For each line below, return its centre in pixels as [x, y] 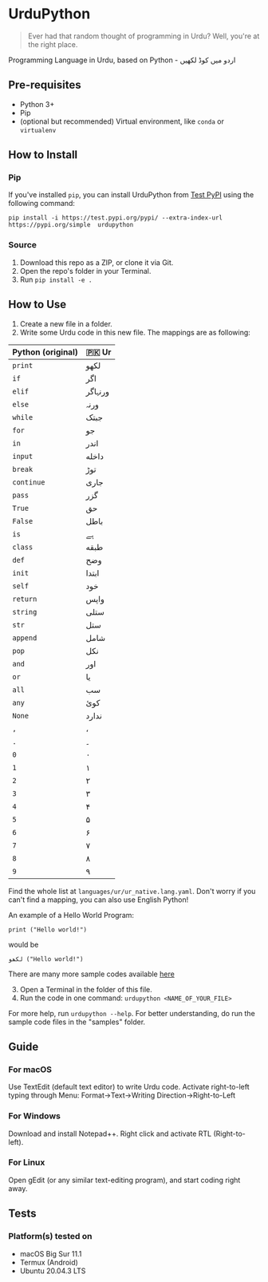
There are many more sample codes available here [92, 974]
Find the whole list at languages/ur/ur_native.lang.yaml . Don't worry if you [132, 891]
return [25, 599]
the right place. [53, 44]
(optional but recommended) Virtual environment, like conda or [122, 121]
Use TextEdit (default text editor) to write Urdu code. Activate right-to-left [129, 1087]
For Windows [35, 1116]
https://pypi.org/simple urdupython [71, 225]
